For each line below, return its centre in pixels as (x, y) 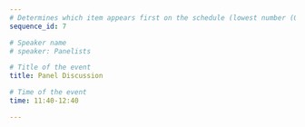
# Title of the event (50, 68)
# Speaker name (38, 43)
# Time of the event (49, 93)
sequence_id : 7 (38, 26)
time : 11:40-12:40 (44, 101)
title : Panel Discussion (56, 76)
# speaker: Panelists (50, 51)
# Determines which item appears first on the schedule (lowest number (148, 18)
